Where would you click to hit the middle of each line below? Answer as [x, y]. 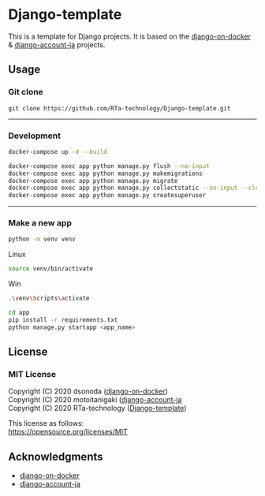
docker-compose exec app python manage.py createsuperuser [107, 196]
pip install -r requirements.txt [63, 320]
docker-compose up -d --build [58, 151]
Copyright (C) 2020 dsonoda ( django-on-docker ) [88, 391]
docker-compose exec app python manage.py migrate [93, 181]
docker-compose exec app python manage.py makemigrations [105, 173]
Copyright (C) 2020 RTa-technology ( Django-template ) [97, 408]
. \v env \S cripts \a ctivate [49, 298]
